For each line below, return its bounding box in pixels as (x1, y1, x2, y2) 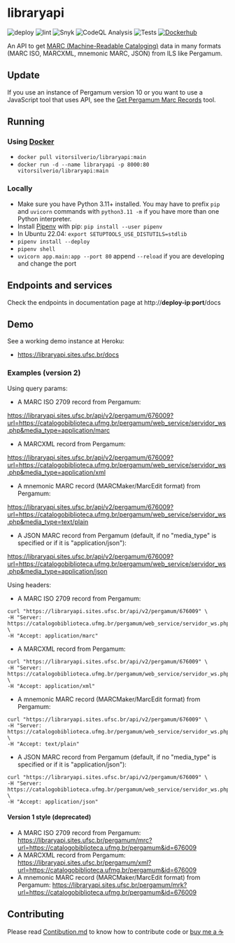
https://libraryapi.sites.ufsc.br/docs (17, 350, 120, 359)
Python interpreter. (17, 214, 72, 223)
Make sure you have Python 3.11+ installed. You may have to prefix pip (17, 200, 220, 208)
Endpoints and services (7, 280, 113, 291)
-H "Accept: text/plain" (7, 741, 80, 748)
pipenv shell (17, 245, 56, 253)
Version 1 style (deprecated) (7, 813, 92, 821)
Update (7, 69, 41, 81)
